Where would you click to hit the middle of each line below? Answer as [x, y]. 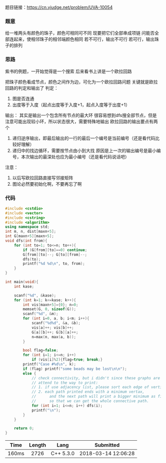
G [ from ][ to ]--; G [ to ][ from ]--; [55, 255]
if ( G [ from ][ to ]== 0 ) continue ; [55, 250]
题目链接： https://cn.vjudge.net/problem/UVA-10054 [59, 7]
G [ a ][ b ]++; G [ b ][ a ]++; [55, 332]
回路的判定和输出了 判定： [32, 88]
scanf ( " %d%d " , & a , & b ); [56, 323]
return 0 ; [24, 428]
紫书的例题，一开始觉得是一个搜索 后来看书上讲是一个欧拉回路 [68, 71]
